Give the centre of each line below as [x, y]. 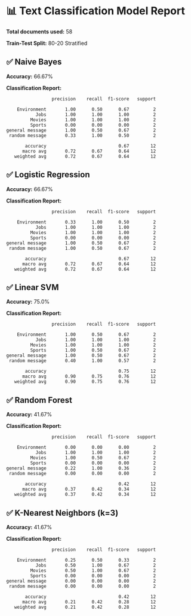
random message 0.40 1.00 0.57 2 [82, 361]
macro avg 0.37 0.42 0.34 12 [89, 489]
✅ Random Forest [39, 400]
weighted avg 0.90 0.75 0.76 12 [85, 382]
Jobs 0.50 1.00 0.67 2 [96, 565]
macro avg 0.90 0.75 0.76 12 [89, 376]
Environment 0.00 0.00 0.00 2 [87, 448]
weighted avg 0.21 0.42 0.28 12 [85, 607]
